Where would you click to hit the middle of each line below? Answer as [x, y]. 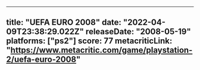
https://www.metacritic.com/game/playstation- [101, 50]
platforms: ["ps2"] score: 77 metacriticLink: [89, 41]
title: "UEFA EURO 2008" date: [64, 22]
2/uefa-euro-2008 [41, 60]
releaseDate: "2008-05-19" [138, 32]
